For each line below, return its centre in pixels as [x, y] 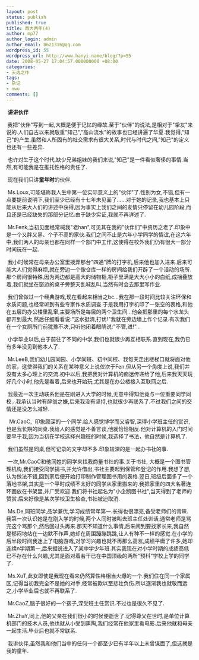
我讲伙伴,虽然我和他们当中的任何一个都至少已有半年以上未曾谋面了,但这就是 [100, 643]
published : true [26, 23]
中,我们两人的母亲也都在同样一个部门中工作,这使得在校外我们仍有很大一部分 [99, 242]
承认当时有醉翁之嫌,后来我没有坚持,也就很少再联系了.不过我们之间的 [104, 401]
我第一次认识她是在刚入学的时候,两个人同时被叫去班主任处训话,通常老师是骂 [99, 518]
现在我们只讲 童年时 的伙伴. [40, 179]
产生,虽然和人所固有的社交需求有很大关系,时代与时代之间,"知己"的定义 [104, 139]
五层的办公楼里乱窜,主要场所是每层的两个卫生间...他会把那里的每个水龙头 [100, 312]
